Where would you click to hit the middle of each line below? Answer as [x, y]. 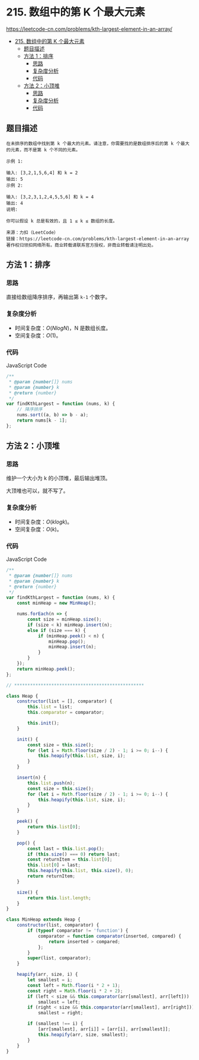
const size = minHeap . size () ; [65, 620]
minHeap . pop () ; [67, 641]
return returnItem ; [52, 876]
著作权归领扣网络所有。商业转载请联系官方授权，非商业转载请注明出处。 [81, 245]
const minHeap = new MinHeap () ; [57, 603]
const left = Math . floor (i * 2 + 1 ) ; [74, 985]
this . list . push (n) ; [52, 783]
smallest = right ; [60, 1013]
